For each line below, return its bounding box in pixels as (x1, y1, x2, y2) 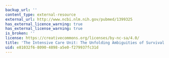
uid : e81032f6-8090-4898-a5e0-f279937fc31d (5, 45, 99, 50)
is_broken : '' (5, 31, 36, 36)
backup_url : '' (5, 7, 38, 13)
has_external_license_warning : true (5, 26, 83, 31)
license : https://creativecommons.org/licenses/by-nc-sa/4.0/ (5, 36, 140, 41)
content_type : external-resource (5, 12, 76, 17)
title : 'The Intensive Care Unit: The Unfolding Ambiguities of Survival (5, 40, 165, 45)
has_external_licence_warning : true (5, 21, 83, 27)
